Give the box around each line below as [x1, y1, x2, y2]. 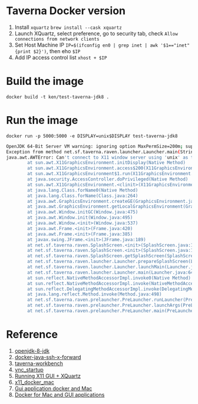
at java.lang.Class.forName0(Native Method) [27, 187, 138, 193]
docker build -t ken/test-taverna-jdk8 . [6, 94, 110, 100]
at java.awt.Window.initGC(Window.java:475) [27, 209, 138, 215]
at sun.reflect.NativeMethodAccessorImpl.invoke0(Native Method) [27, 275, 192, 281]
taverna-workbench [14, 360, 63, 367]
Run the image [6, 114, 78, 127]
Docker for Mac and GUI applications [14, 391, 105, 398]
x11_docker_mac [14, 379, 54, 386]
